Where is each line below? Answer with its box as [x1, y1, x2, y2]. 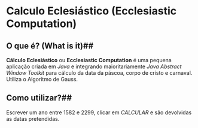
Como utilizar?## [6, 93, 72, 103]
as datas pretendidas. [6, 115, 60, 122]
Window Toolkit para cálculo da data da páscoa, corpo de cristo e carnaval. [6, 69, 193, 76]
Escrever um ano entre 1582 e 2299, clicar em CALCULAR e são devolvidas [6, 109, 192, 116]
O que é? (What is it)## [6, 41, 94, 51]
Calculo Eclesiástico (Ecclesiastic [6, 4, 177, 18]
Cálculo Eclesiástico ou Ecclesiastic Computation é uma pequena [6, 57, 172, 63]
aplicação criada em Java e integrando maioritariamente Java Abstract [6, 63, 182, 70]
